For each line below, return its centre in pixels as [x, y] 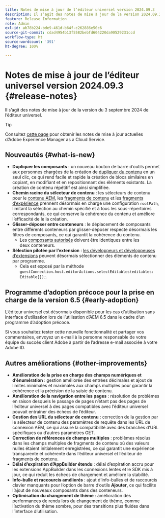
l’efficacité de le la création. [40, 219]
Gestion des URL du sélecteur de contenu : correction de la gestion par [85, 417]
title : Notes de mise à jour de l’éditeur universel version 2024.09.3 [80, 10]
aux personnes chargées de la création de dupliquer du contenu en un [83, 172]
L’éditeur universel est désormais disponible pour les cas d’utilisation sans [80, 312]
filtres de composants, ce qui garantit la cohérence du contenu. [76, 235]
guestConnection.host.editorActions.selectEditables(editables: [87, 272]
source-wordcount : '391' [30, 42]
